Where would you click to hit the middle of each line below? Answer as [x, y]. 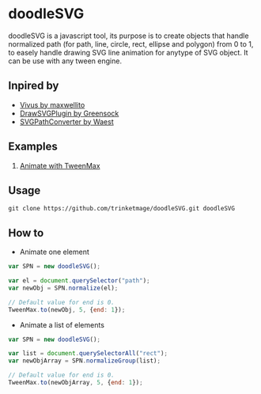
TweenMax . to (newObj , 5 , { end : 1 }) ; [67, 309]
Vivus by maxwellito [52, 104]
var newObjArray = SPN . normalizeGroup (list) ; [84, 361]
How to [26, 233]
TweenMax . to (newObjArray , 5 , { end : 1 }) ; [76, 383]
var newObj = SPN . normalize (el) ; [63, 288]
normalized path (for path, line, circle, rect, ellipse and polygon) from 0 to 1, [131, 44]
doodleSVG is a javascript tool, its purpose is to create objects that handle [129, 36]
